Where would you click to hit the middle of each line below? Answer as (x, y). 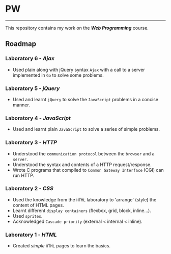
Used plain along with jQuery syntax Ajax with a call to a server (79, 70)
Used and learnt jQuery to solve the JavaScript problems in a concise (85, 99)
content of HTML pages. (38, 205)
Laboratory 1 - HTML (31, 235)
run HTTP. (23, 175)
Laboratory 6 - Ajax (30, 58)
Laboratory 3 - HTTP (31, 143)
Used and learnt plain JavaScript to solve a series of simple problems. (86, 129)
